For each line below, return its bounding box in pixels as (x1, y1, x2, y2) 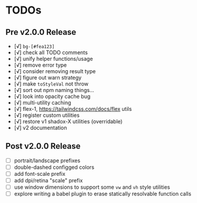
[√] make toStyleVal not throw (14, 80, 89, 87)
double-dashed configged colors (14, 163, 95, 171)
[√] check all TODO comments (14, 49, 88, 56)
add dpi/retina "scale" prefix (14, 177, 83, 184)
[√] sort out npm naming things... (14, 87, 94, 93)
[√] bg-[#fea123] (14, 42, 55, 50)
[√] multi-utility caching (14, 99, 71, 106)
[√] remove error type (14, 61, 67, 68)
